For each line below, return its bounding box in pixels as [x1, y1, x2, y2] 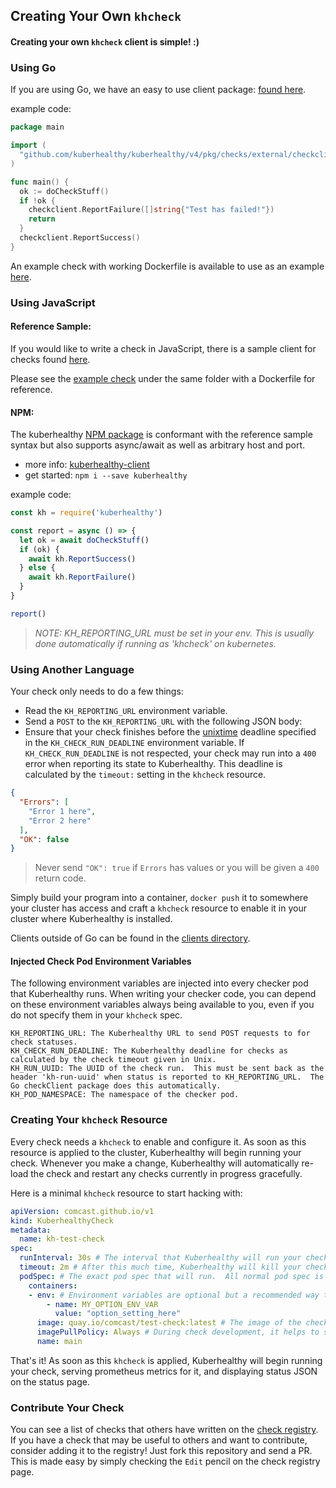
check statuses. [10, 1037, 78, 1048]
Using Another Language [10, 662, 135, 676]
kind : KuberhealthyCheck [10, 1215, 114, 1226]
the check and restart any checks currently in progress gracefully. [30, 1167, 303, 1179]
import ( [10, 140, 47, 151]
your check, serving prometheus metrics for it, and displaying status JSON [10, 1365, 318, 1377]
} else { [19, 563, 56, 573]
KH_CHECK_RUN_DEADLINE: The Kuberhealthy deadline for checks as [10, 1046, 288, 1056]
